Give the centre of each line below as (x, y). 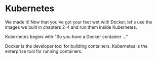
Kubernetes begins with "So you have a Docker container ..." (67, 37)
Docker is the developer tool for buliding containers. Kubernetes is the (77, 46)
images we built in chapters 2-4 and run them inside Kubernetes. (71, 27)
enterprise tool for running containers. (44, 51)
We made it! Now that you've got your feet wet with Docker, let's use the (79, 22)
